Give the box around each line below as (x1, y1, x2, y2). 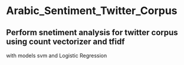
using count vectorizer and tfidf (6, 36, 125, 46)
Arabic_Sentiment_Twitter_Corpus (6, 4, 178, 18)
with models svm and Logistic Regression (6, 52, 107, 59)
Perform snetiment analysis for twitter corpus (6, 28, 178, 37)
